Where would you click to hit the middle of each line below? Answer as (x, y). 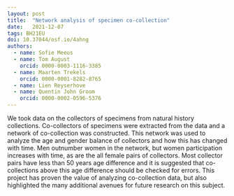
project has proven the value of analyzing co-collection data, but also (107, 178)
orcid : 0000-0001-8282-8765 (60, 79)
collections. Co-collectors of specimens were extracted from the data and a (116, 126)
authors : (20, 46)
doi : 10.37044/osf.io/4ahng (48, 40)
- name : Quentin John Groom (54, 92)
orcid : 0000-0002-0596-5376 (60, 99)
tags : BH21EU (26, 33)
